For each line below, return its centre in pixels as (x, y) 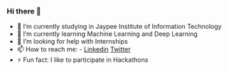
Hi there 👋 (24, 11)
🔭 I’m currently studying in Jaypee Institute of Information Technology (119, 27)
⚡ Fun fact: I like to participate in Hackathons (82, 60)
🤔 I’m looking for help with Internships (73, 41)
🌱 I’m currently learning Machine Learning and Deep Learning (107, 34)
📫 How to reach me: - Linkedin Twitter (74, 49)
